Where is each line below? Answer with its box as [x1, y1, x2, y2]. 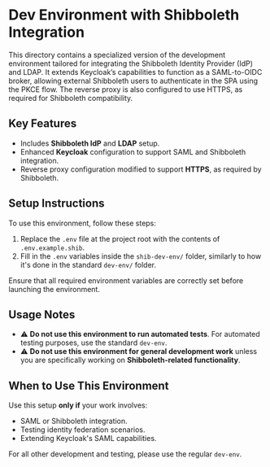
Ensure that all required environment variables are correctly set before [8, 275, 244, 286]
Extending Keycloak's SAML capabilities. [20, 434, 157, 443]
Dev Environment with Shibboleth [8, 6, 240, 24]
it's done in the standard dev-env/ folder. [20, 260, 157, 269]
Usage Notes [8, 308, 76, 321]
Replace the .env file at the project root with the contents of [20, 233, 220, 243]
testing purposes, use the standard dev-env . [20, 338, 168, 347]
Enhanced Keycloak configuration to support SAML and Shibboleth [20, 146, 246, 156]
